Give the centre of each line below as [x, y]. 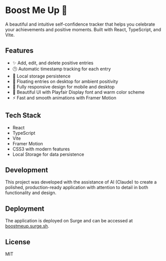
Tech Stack [23, 115]
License [18, 242]
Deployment [25, 208]
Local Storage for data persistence [48, 154]
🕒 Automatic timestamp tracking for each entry [62, 69]
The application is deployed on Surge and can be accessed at [69, 221]
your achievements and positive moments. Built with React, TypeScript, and [83, 29]
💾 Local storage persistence [41, 76]
